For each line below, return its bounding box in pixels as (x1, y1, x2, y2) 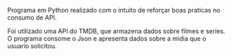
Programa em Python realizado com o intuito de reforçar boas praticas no (7, 6, 221, 14)
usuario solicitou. (7, 42, 58, 50)
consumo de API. (7, 13, 57, 22)
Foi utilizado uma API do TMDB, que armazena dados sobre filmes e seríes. (7, 27, 226, 35)
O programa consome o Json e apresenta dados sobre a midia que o (7, 34, 207, 43)
